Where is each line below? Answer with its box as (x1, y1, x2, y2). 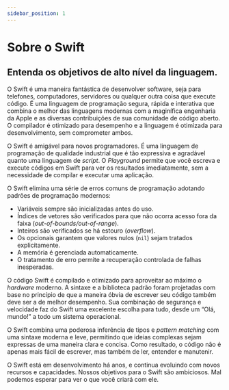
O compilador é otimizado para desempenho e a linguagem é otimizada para (7, 121, 223, 129)
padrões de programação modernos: (7, 191, 111, 199)
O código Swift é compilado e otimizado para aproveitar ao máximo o (7, 276, 202, 284)
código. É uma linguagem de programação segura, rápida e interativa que (7, 99, 215, 107)
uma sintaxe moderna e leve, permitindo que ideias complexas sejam (7, 333, 202, 341)
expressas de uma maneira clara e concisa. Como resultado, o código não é (7, 340, 221, 348)
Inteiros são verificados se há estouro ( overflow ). (16, 226, 156, 235)
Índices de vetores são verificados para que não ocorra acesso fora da (16, 211, 217, 220)
